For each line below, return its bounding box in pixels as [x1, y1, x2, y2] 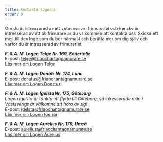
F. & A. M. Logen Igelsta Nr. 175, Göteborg [5, 90, 91, 96]
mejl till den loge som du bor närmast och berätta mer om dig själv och [5, 35, 148, 42]
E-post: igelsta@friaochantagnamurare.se [5, 106, 90, 112]
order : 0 [5, 12, 23, 17]
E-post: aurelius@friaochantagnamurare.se [5, 126, 92, 132]
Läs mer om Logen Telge [5, 61, 55, 67]
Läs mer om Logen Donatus [5, 81, 61, 86]
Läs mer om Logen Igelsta [5, 111, 58, 117]
